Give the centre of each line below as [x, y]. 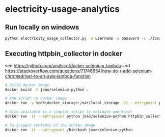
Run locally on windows [42, 27]
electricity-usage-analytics [62, 9]
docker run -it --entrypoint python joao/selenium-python [66, 116]
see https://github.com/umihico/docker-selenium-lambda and [68, 65]
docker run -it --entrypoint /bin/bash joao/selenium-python [69, 130]
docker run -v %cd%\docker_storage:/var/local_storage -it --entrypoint [81, 103]
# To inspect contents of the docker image [50, 125]
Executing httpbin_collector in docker [64, 54]
